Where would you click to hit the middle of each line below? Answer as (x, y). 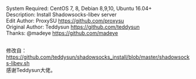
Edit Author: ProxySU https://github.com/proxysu (65, 21)
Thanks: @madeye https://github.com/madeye (62, 33)
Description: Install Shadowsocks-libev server (61, 15)
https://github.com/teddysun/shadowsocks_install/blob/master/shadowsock (98, 57)
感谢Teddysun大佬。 (31, 70)
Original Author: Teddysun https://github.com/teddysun (73, 27)
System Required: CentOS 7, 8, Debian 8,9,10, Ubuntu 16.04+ (79, 8)
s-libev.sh (18, 63)
